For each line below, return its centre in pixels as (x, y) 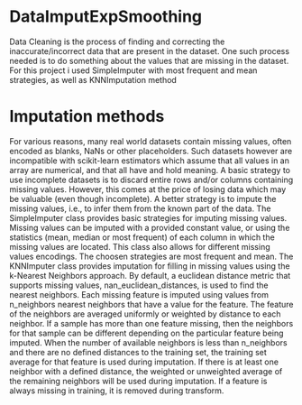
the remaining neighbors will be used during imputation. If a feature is (138, 381)
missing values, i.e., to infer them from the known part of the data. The (140, 208)
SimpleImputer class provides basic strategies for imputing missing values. (148, 217)
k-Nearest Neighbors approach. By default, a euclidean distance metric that (150, 275)
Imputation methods (87, 117)
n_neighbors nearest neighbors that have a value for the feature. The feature (151, 304)
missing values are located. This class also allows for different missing (140, 246)
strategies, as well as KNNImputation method (93, 79)
